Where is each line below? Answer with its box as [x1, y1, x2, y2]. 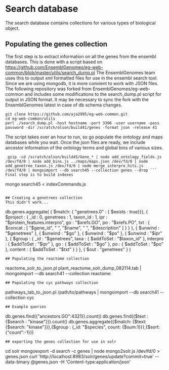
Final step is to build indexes [5, 172, 73, 177]
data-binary [5, 358, 30, 365]
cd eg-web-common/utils [5, 116, 56, 121]
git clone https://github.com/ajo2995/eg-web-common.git [5, 112, 128, 117]
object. [5, 25, 20, 31]
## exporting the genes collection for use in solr [5, 339, 116, 344]
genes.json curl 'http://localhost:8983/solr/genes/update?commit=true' [5, 353, 154, 359]
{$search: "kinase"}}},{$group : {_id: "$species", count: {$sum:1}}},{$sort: [5, 324, 160, 330]
